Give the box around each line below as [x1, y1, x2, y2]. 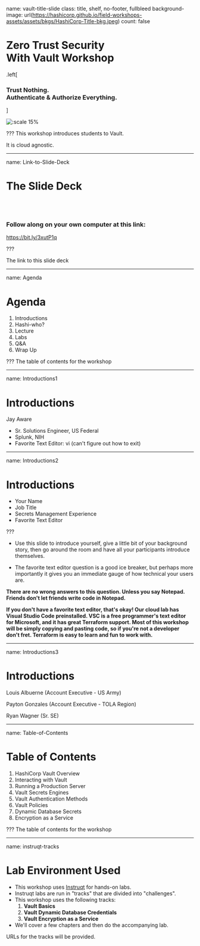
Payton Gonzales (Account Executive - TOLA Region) [6, 700, 137, 708]
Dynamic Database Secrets [14, 808, 82, 815]
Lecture [14, 327, 34, 334]
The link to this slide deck [6, 257, 69, 264]
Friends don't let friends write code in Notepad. [6, 594, 126, 601]
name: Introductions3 [6, 649, 59, 656]
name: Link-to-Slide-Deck [6, 159, 70, 166]
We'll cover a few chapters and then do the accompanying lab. [14, 922, 168, 929]
